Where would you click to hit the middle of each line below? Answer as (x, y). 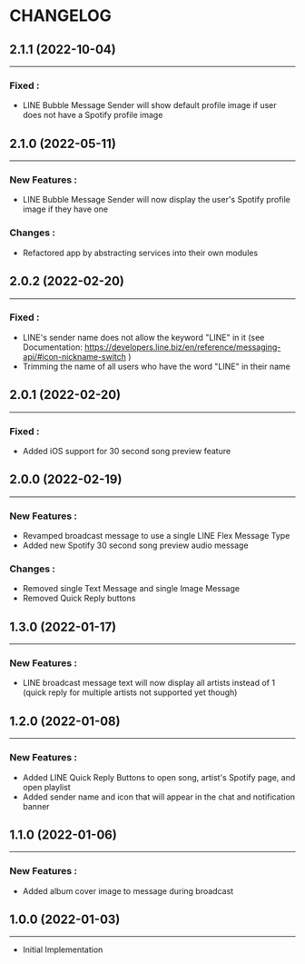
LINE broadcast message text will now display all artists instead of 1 (148, 683)
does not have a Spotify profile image (93, 115)
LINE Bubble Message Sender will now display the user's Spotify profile (156, 200)
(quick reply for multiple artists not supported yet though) (130, 692)
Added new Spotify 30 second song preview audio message (135, 545)
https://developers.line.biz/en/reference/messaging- (183, 347)
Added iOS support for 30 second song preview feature (127, 451)
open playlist (46, 787)
